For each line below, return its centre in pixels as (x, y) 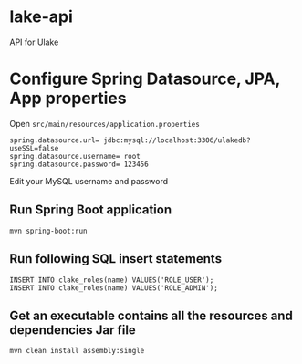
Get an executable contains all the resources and (151, 315)
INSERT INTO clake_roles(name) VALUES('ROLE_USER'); (112, 280)
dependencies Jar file (73, 330)
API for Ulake (34, 42)
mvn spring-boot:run (49, 231)
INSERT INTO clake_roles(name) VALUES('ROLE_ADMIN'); (114, 288)
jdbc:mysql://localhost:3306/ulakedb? (177, 140)
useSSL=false (34, 148)
